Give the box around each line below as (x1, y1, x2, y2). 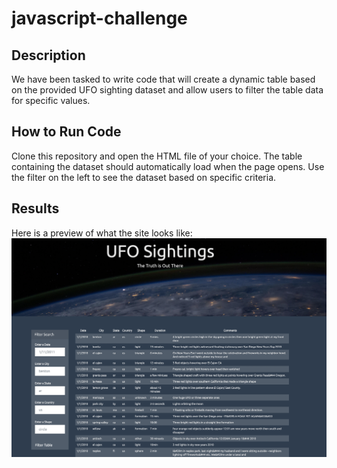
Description (11, 47, 86, 64)
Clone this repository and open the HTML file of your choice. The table (11, 150, 303, 162)
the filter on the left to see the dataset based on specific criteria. (11, 171, 277, 183)
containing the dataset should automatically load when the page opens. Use (11, 160, 325, 172)
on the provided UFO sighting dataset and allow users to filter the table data (11, 84, 324, 96)
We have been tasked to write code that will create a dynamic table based (11, 73, 316, 85)
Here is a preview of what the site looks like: (11, 227, 193, 239)
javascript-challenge (11, 7, 188, 30)
